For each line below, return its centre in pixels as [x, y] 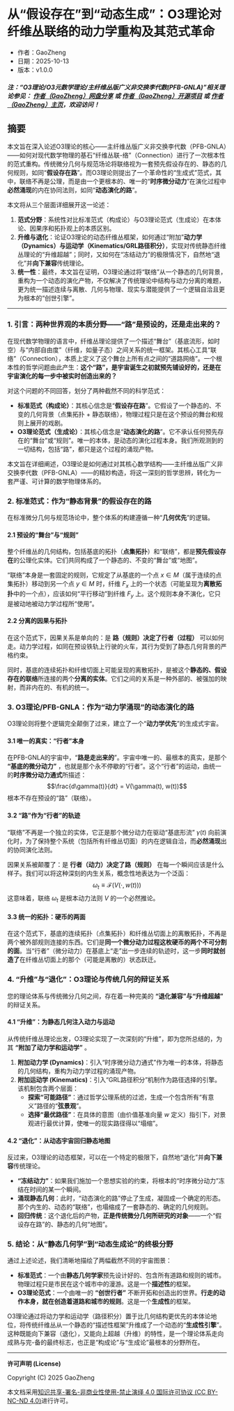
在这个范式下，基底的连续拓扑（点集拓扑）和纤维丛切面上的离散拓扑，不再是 [117, 934]
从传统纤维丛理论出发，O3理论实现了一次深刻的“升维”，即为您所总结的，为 [115, 1038]
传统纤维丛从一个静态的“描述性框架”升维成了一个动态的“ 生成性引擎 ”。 [125, 1325]
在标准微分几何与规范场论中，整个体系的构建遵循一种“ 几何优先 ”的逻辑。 [111, 517]
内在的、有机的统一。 [62, 687]
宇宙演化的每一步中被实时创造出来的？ [62, 376]
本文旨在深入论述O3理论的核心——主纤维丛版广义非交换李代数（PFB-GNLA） [117, 146]
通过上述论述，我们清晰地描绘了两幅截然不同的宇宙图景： [89, 1260]
